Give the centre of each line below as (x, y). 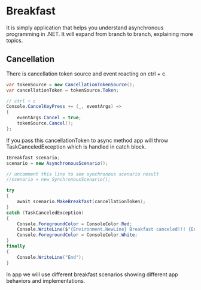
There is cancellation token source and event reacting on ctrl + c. (87, 74)
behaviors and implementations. (46, 280)
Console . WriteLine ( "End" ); (51, 257)
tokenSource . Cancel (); (45, 123)
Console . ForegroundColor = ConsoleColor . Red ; (75, 224)
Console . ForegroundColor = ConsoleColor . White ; (77, 235)
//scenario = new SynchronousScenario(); (59, 180)
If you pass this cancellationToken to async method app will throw (87, 140)
